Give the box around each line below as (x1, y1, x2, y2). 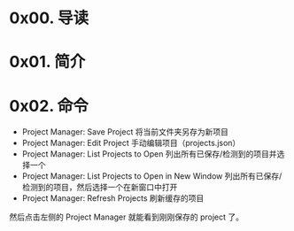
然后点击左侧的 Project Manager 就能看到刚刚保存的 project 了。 (9, 212, 244, 222)
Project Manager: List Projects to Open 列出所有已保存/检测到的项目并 (21, 149, 277, 159)
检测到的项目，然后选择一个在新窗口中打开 (21, 182, 178, 193)
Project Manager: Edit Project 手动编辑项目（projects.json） (21, 138, 241, 149)
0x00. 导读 (9, 8, 89, 28)
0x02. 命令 (9, 96, 89, 116)
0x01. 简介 (9, 52, 86, 72)
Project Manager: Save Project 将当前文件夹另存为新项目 (21, 127, 228, 137)
